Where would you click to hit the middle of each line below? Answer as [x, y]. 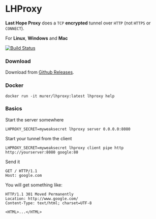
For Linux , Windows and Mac [37, 38]
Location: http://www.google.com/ [42, 199]
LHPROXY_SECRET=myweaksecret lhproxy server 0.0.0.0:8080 [68, 129]
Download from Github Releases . [40, 72]
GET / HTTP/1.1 [21, 171]
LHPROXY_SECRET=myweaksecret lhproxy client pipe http [65, 148]
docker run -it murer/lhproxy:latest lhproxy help [60, 96]
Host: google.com [24, 175]
